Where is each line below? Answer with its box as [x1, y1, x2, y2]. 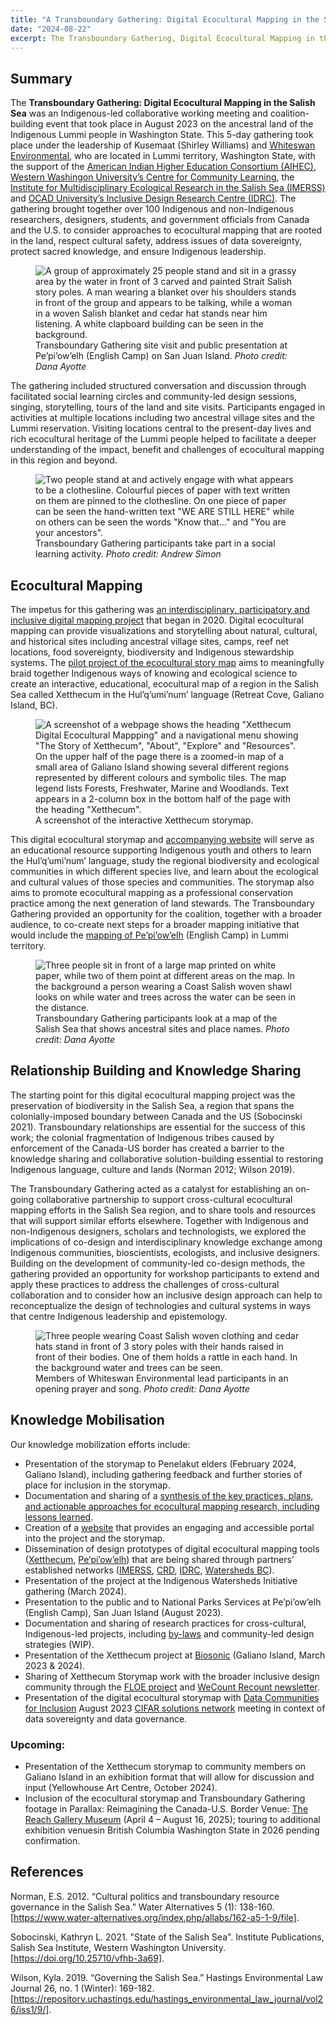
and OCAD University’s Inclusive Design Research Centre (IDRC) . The [10, 192, 297, 205]
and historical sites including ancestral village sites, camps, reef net [10, 636, 290, 647]
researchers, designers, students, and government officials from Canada [10, 214, 310, 226]
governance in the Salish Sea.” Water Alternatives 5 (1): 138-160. [10, 1901, 275, 1913]
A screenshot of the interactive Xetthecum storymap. [35, 814, 254, 826]
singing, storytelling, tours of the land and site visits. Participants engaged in [10, 401, 326, 413]
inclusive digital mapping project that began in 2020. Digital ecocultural [10, 614, 304, 626]
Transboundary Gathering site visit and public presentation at [35, 339, 288, 351]
